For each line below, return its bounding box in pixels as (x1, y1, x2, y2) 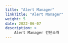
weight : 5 (5, 16, 26, 21)
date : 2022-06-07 (5, 21, 41, 26)
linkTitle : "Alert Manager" (5, 12, 64, 17)
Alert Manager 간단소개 (14, 30, 59, 35)
